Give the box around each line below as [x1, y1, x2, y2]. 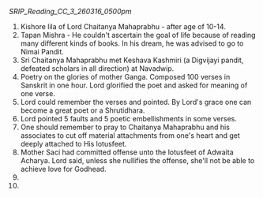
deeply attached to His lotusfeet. [20, 139, 127, 148]
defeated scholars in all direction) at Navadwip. [20, 64, 175, 73]
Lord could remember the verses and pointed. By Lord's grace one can [20, 98, 252, 106]
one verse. [20, 89, 56, 98]
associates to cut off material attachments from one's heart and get [20, 131, 240, 140]
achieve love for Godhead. [20, 165, 107, 173]
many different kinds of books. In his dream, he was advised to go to [20, 39, 244, 48]
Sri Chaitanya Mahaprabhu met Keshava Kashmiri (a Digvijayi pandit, [20, 55, 244, 65]
